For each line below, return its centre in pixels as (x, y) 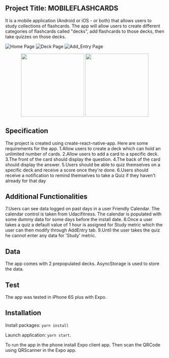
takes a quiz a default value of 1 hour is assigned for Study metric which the (84, 225)
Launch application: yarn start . (38, 335)
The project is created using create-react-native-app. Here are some (77, 143)
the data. (14, 269)
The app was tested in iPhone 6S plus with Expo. (56, 297)
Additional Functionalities (46, 197)
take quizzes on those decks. (36, 36)
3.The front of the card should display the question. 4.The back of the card (83, 159)
